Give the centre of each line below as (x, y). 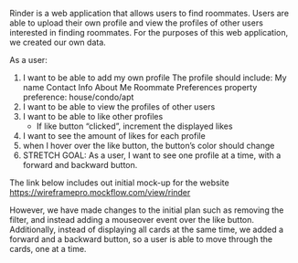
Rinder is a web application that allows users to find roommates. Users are (149, 13)
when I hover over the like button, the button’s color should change (149, 146)
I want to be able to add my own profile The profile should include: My (154, 78)
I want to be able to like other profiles (93, 116)
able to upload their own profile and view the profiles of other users (136, 23)
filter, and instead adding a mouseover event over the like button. (132, 220)
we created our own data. (58, 42)
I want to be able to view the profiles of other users (119, 107)
